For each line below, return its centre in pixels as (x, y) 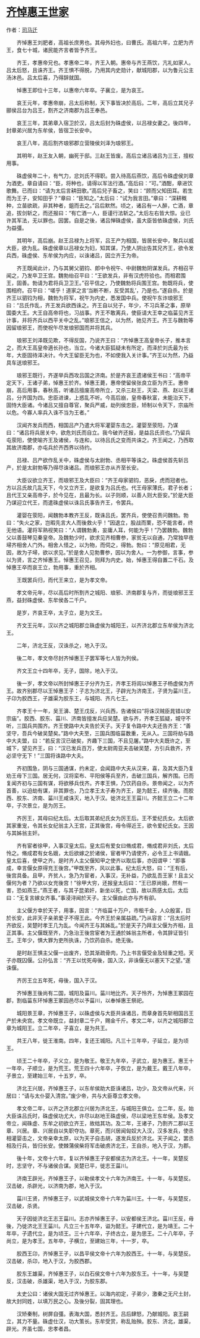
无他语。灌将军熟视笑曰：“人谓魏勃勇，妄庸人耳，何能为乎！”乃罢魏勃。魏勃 (100, 530)
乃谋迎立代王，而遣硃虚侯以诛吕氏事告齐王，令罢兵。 (71, 502)
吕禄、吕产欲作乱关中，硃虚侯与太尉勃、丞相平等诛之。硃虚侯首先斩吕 (102, 460)
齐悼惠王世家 (38, 12)
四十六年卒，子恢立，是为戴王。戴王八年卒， (139, 1068)
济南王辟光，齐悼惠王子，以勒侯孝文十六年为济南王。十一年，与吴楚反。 (105, 1178)
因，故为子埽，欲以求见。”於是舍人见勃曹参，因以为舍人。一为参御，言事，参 (100, 552)
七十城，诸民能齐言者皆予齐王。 (61, 50)
